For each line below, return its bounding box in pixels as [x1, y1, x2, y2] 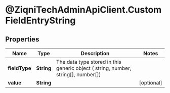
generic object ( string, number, [56, 65, 132, 72]
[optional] [139, 79, 162, 86]
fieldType [8, 65, 31, 72]
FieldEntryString [5, 15, 76, 26]
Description [80, 50, 110, 57]
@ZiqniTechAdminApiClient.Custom [5, 4, 162, 16]
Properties [5, 35, 39, 43]
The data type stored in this [56, 59, 121, 65]
